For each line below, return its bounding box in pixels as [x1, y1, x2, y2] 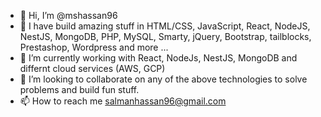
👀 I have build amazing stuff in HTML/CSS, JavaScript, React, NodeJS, [19, 20, 311, 32]
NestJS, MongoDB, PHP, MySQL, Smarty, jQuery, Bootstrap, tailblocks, [19, 31, 312, 42]
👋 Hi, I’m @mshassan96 [19, 10, 118, 21]
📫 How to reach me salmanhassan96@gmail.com [19, 95, 227, 107]
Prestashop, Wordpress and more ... [19, 41, 169, 53]
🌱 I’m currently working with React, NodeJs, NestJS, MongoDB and [19, 52, 298, 64]
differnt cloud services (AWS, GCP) [19, 63, 166, 74]
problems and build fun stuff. [19, 84, 140, 95]
